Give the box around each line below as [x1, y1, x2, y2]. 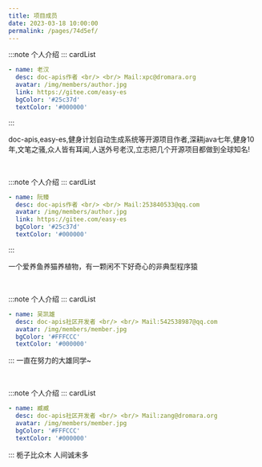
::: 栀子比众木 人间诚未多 [8, 449, 89, 459]
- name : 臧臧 [8, 404, 50, 412]
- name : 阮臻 [8, 193, 50, 201]
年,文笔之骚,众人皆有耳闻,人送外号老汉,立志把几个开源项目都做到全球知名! [8, 144, 251, 154]
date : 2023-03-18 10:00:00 [8, 19, 99, 27]
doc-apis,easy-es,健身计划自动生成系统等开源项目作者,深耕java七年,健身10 [8, 134, 255, 144]
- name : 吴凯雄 [8, 310, 55, 318]
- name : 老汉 [8, 66, 50, 74]
